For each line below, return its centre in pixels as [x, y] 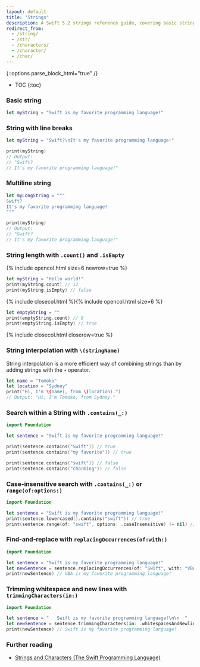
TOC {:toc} [28, 85]
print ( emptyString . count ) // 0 [45, 318]
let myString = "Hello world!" [45, 279]
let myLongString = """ [36, 195]
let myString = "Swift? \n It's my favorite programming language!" [90, 140]
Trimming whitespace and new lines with [67, 589]
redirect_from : [25, 28]
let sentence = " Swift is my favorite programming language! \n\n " [97, 618]
